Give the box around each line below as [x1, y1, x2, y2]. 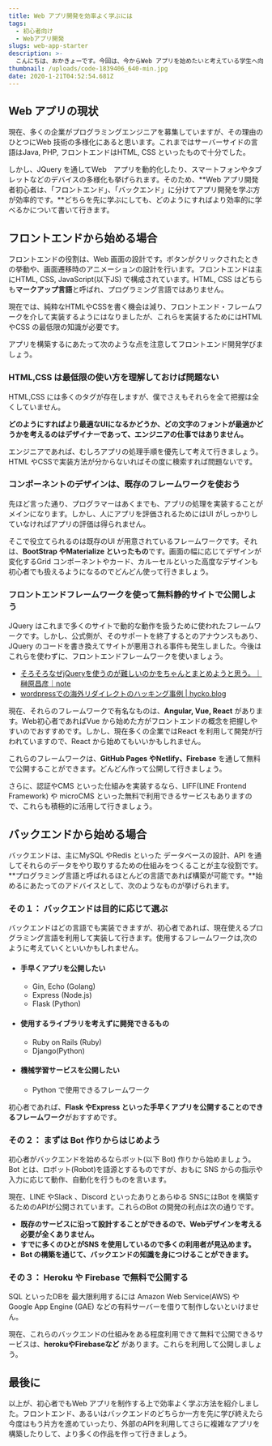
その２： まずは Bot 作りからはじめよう [8, 1134, 161, 1145]
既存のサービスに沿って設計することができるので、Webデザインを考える [19, 1219, 262, 1229]
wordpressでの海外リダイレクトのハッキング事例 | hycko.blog [19, 689, 227, 699]
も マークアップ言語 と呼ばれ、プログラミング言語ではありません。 [8, 284, 228, 294]
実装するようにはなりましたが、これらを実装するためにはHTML [50, 312, 263, 322]
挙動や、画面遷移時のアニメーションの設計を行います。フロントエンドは [15, 264, 256, 274]
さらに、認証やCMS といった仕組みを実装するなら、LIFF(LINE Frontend [8, 781, 247, 791]
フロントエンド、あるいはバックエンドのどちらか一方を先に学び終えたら [22, 1409, 264, 1418]
